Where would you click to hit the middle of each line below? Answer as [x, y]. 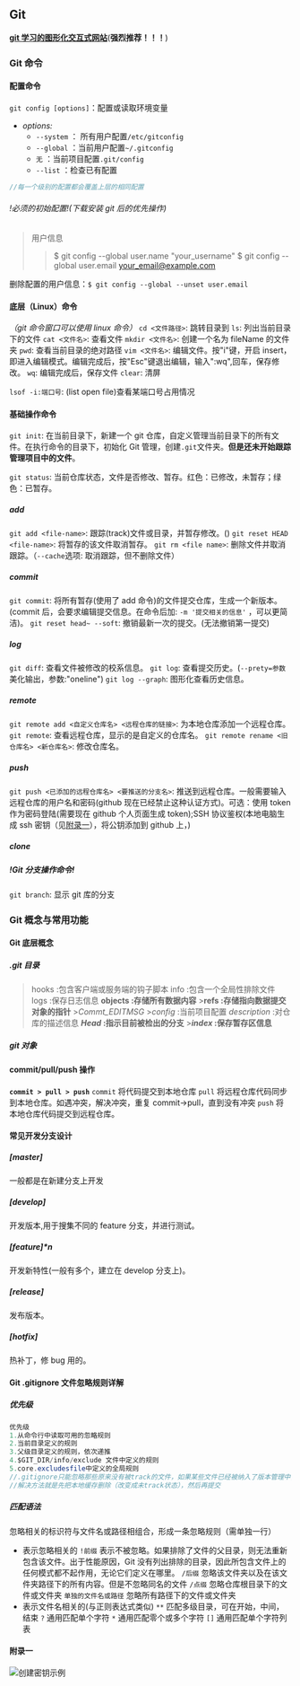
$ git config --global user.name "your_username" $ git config [167, 256]
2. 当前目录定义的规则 [43, 1444]
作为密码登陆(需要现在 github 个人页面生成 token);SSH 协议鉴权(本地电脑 [143, 814]
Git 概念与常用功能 [49, 919]
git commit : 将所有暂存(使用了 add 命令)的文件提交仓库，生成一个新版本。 [146, 601]
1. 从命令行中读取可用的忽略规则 [60, 1436]
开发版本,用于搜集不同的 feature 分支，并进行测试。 [104, 1225]
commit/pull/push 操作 [52, 1070]
